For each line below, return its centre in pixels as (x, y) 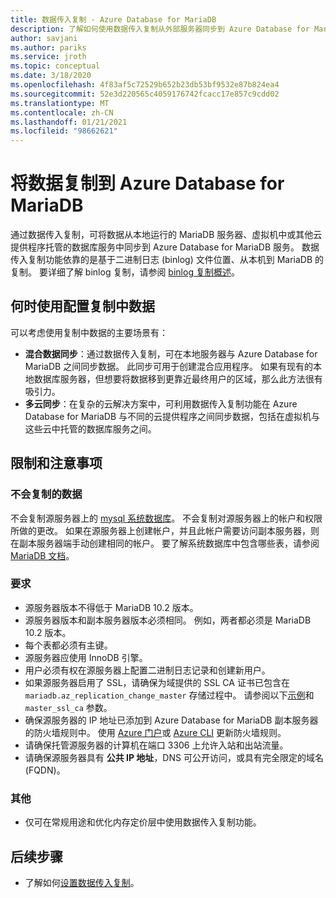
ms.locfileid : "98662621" (64, 131)
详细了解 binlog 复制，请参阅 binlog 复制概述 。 (143, 272)
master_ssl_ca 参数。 (68, 707)
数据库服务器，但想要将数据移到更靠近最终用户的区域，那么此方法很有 (178, 378)
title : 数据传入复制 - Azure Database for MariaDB (113, 19)
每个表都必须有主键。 (68, 645)
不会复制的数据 (46, 494)
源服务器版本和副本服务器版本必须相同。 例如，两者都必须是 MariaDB (168, 620)
